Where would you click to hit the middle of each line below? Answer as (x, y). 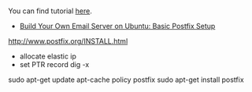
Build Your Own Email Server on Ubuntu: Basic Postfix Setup (117, 27)
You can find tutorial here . (50, 11)
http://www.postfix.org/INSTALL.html (68, 41)
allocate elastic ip (48, 56)
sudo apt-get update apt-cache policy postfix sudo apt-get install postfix (126, 80)
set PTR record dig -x (54, 65)
